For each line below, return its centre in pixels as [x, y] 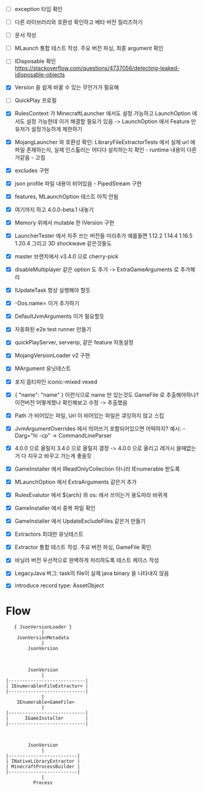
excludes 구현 [32, 170]
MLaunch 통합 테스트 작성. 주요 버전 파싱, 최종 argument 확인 [89, 48]
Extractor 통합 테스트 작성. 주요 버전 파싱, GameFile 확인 [83, 547]
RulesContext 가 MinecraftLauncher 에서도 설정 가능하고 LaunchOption [102, 114]
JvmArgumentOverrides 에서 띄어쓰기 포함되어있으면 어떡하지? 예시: [98, 428]
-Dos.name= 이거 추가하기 [47, 303]
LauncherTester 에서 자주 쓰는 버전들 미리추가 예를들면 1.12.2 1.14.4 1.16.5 [103, 236]
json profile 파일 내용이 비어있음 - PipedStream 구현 [78, 183]
